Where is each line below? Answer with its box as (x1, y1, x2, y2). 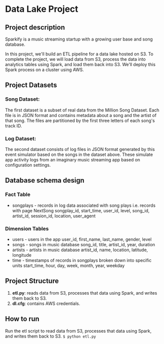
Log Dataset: (5, 135, 36, 142)
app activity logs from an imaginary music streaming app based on (5, 156, 140, 162)
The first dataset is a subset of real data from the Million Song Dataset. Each (5, 107, 160, 113)
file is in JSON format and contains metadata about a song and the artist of (5, 112, 157, 118)
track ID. (5, 122, 22, 129)
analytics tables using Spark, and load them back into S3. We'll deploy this (5, 62, 156, 67)
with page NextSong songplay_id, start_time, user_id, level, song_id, (12, 207, 150, 213)
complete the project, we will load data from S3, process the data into (5, 56, 146, 62)
